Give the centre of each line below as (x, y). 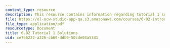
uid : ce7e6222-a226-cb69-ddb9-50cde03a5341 (52, 38)
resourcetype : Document (30, 28)
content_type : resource (30, 10)
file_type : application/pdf (35, 24)
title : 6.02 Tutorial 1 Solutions (42, 33)
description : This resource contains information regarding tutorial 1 (82, 14)
